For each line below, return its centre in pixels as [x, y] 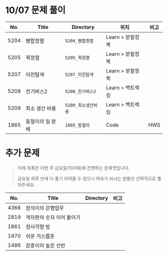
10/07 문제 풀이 [35, 10]
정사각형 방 [38, 226]
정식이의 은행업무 [45, 208]
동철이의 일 [38, 121]
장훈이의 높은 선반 [45, 245]
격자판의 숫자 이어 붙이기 [53, 217]
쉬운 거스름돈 [40, 236]
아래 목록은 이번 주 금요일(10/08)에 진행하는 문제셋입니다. [73, 167]
